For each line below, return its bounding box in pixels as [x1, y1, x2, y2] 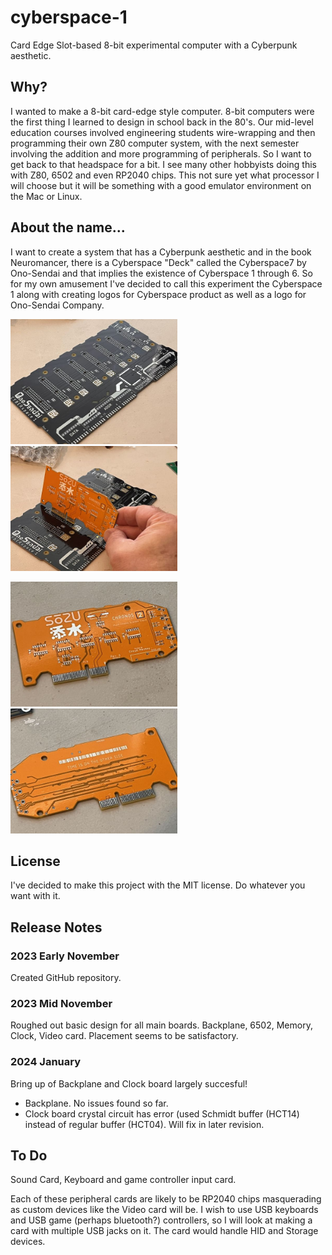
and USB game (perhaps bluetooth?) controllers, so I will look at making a [10, 1214, 313, 1226]
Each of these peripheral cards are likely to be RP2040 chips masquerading [10, 1193, 322, 1205]
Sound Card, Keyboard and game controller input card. [10, 1174, 237, 1186]
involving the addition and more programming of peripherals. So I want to [10, 147, 312, 160]
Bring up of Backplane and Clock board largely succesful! [10, 1077, 248, 1090]
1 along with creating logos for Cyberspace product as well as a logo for [10, 288, 307, 300]
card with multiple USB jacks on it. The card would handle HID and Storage [10, 1225, 319, 1237]
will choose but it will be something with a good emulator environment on [10, 179, 312, 191]
